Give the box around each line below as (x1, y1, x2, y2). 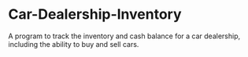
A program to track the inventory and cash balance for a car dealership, (8, 31, 241, 41)
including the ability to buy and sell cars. (8, 39, 139, 48)
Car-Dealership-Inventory (8, 5, 183, 23)
